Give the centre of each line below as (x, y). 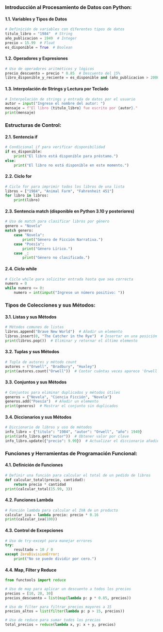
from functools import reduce (36, 580)
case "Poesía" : (29, 244)
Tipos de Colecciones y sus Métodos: (50, 305)
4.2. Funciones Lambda (29, 500)
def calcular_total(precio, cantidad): (45, 480)
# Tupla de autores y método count (41, 362)
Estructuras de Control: (33, 125)
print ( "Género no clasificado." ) (56, 258)
